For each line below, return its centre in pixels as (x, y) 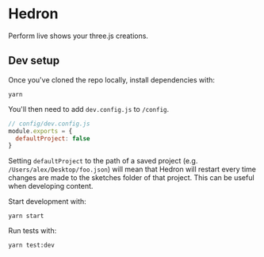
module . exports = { (40, 131)
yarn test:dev (32, 245)
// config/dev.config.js (49, 124)
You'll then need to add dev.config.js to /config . (89, 109)
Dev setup (34, 61)
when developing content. (51, 186)
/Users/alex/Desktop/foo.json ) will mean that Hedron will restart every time (132, 169)
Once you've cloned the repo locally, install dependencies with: (112, 79)
